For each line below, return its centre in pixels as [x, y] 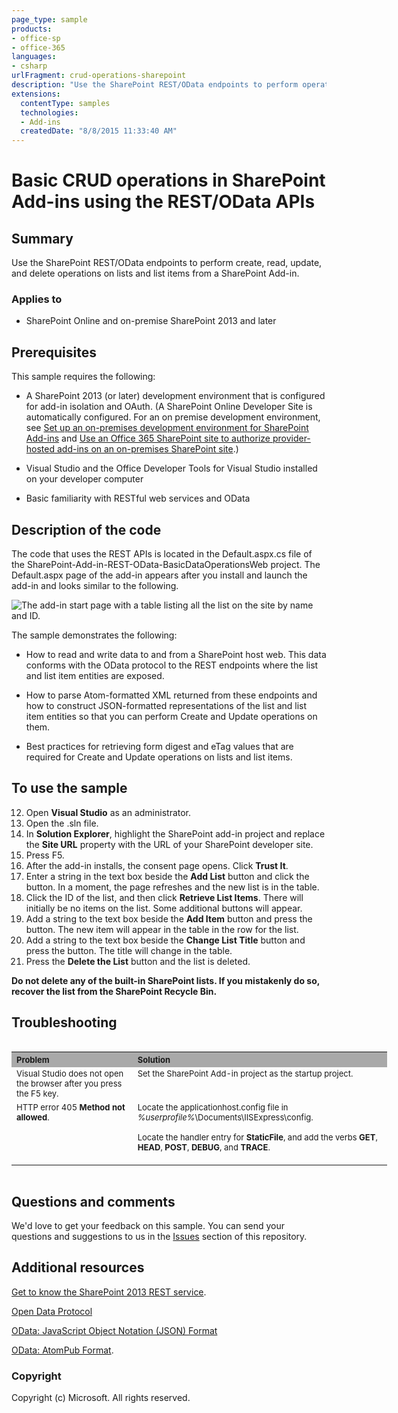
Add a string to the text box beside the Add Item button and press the [169, 918]
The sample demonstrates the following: [94, 635]
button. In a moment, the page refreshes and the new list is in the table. [172, 887]
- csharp [29, 66]
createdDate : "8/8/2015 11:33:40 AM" [99, 131]
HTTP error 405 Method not [71, 1107]
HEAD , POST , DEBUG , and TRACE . [204, 1147]
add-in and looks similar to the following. [95, 586]
